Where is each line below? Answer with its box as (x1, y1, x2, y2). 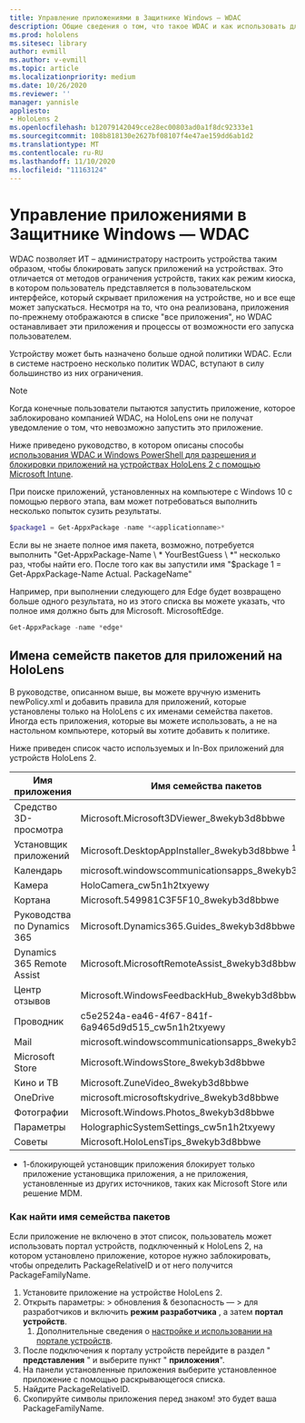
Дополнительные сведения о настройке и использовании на (35, 1326, 273, 1337)
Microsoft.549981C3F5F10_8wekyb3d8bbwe (80, 894, 280, 906)
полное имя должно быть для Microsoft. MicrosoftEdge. (9, 606, 224, 617)
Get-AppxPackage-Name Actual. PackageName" (9, 568, 192, 579)
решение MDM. (22, 1187, 84, 1199)
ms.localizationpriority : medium (9, 73, 136, 82)
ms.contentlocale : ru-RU (9, 148, 103, 157)
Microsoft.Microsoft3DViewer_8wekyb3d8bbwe (80, 812, 286, 825)
